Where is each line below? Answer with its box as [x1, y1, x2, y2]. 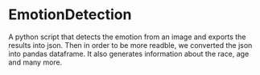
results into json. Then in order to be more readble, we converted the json [8, 40, 253, 49]
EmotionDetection [8, 6, 132, 24]
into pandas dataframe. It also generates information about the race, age [8, 49, 250, 58]
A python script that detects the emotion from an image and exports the [8, 32, 246, 41]
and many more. [8, 57, 63, 67]
